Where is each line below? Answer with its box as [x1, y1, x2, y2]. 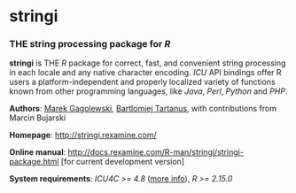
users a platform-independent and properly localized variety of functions [9, 77, 277, 88]
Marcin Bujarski [9, 112, 66, 123]
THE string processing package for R [9, 38, 171, 50]
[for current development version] [60, 157, 184, 167]
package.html [9, 157, 59, 167]
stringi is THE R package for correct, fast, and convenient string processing [9, 58, 286, 68]
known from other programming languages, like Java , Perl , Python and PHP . [9, 86, 288, 96]
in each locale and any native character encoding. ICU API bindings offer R [9, 67, 282, 78]
